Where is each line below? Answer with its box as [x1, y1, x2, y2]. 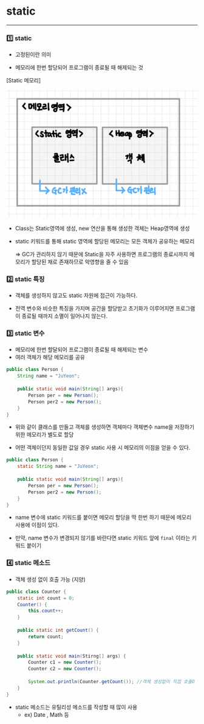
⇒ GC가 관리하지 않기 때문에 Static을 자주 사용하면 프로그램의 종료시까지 [15, 250, 188, 257]
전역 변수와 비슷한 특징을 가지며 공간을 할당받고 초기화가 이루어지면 [15, 305, 174, 312]
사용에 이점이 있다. [15, 521, 59, 529]
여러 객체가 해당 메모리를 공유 [15, 354, 85, 361]
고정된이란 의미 [15, 51, 52, 59]
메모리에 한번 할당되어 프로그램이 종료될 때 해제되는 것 [15, 64, 144, 71]
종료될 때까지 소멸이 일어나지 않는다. [21, 312, 108, 320]
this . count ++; [28, 608, 64, 614]
